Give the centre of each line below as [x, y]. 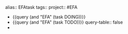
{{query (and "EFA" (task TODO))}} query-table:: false [68, 22]
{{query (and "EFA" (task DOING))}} [49, 17]
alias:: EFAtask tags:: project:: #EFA [41, 7]
